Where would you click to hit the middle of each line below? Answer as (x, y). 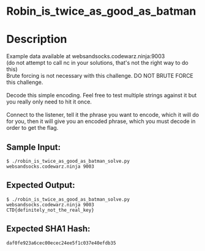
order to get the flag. (32, 128)
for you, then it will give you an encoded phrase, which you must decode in (101, 121)
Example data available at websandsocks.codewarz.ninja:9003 (86, 56)
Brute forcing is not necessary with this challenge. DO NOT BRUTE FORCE (100, 76)
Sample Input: (34, 147)
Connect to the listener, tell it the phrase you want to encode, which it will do (103, 115)
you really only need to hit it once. (49, 102)
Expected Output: (41, 185)
